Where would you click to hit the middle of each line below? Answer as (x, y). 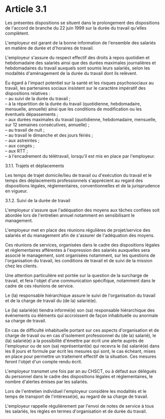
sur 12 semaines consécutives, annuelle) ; (47, 125)
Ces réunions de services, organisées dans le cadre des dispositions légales (82, 244)
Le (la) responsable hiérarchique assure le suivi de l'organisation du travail (80, 295)
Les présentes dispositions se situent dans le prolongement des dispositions (82, 23)
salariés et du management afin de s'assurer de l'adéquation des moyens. (80, 235)
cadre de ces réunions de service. (40, 286)
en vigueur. (16, 191)
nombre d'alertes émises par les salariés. (47, 382)
